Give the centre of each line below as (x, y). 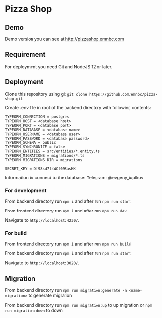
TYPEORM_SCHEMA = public (31, 142)
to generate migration (50, 296)
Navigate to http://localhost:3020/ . (42, 263)
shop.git (14, 99)
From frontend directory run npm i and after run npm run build (68, 244)
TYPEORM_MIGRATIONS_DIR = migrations (44, 160)
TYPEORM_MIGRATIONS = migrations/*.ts (45, 156)
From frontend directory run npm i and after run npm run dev (66, 211)
